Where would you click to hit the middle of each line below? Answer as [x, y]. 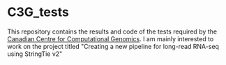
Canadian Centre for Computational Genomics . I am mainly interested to [111, 38]
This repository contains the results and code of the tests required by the [112, 31]
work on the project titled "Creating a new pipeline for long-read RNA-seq [113, 46]
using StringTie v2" [35, 54]
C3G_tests [38, 12]
